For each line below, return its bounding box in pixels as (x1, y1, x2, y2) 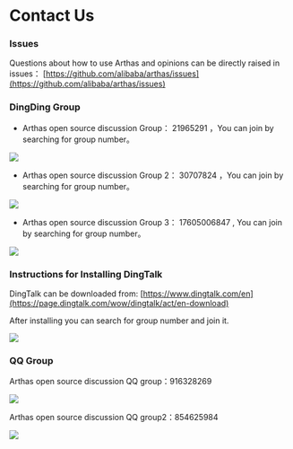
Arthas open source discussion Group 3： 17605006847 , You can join (22, 216, 282, 227)
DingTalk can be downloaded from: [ (9, 288, 143, 299)
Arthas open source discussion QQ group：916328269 (9, 376, 212, 387)
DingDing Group (9, 101, 81, 113)
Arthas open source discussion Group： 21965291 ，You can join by (22, 122, 275, 133)
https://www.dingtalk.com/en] (142, 288, 254, 299)
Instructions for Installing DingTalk (9, 268, 163, 280)
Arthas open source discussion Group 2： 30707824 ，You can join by (22, 170, 284, 180)
